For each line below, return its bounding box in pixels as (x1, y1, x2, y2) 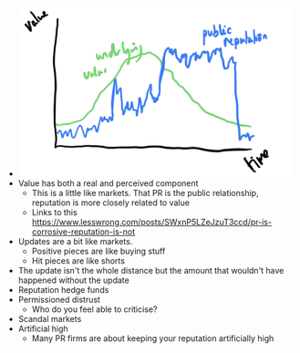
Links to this (31, 206, 78, 217)
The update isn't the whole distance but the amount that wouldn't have (17, 265, 284, 275)
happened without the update (17, 275, 129, 286)
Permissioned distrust (17, 294, 100, 305)
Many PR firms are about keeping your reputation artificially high (31, 332, 274, 344)
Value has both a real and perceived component (17, 177, 199, 189)
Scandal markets (17, 313, 82, 324)
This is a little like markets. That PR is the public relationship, (31, 187, 259, 198)
